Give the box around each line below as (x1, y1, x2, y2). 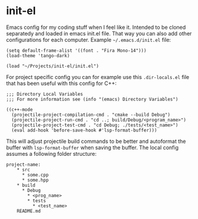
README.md (17, 208, 41, 214)
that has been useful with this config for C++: (6, 80, 117, 87)
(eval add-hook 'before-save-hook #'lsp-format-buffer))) (11, 127, 158, 133)
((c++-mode (6, 106, 33, 113)
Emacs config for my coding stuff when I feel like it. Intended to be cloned (6, 24, 186, 31)
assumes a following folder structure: (6, 150, 97, 157)
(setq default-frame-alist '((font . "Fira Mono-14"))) (6, 47, 147, 54)
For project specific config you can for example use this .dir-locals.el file (6, 73, 190, 80)
